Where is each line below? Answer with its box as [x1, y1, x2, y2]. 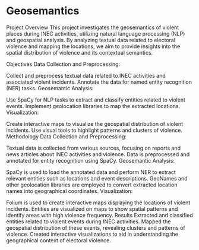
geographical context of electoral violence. [6, 236, 112, 244]
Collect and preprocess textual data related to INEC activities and [6, 72, 166, 79]
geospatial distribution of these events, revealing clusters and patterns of [6, 224, 185, 231]
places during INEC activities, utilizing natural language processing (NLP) [6, 30, 185, 37]
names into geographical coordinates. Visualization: [6, 187, 133, 194]
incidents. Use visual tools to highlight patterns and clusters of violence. [6, 126, 183, 134]
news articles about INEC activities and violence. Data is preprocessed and [6, 150, 190, 158]
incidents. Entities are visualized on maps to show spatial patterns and [6, 205, 178, 212]
